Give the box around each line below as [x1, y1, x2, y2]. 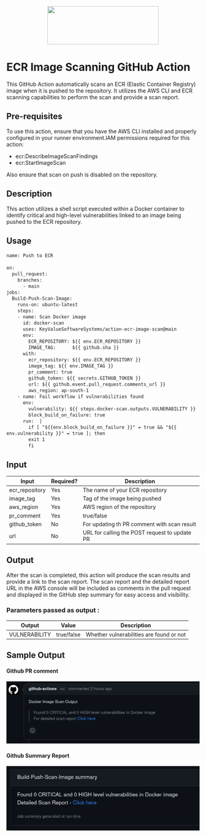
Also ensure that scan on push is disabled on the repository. [6, 170, 158, 178]
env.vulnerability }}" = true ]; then [6, 430, 105, 437]
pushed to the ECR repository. [6, 218, 83, 225]
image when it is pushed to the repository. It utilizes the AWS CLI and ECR [6, 86, 193, 94]
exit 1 [28, 437, 45, 443]
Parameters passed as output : [6, 606, 100, 614]
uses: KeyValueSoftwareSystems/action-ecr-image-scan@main [22, 326, 177, 332]
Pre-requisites [6, 111, 63, 122]
